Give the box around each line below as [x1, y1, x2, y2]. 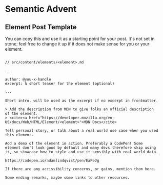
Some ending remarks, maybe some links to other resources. [5, 175, 130, 180]
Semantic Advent [5, 3, 77, 15]
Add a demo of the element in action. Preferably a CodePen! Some [5, 141, 143, 146]
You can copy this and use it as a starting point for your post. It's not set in [5, 36, 155, 41]
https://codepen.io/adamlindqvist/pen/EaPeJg [5, 158, 99, 163]
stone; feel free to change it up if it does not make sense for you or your [5, 41, 150, 47]
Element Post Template [5, 23, 77, 31]
